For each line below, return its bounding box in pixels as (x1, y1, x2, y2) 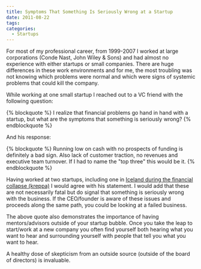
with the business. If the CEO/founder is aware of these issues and (6, 195, 171, 202)
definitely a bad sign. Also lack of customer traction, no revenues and (6, 151, 178, 159)
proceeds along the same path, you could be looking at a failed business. (6, 202, 187, 209)
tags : (6, 20, 20, 26)
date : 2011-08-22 (6, 14, 50, 20)
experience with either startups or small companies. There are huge (6, 61, 174, 68)
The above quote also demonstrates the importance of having (6, 213, 159, 220)
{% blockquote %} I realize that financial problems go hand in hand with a (6, 109, 188, 116)
